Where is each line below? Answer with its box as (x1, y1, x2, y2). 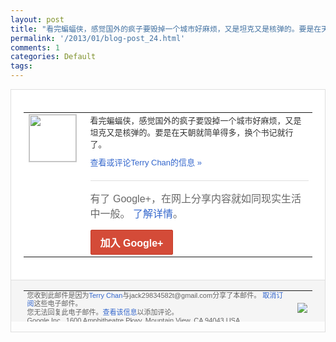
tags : (10, 61, 33, 71)
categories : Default (10, 52, 97, 62)
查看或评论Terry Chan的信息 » (89, 157, 202, 168)
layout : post (10, 14, 65, 25)
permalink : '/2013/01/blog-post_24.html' (10, 33, 186, 43)
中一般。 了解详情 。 (89, 207, 183, 220)
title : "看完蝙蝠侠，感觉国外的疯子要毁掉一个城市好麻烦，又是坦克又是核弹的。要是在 (10, 24, 322, 34)
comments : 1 (10, 42, 60, 53)
